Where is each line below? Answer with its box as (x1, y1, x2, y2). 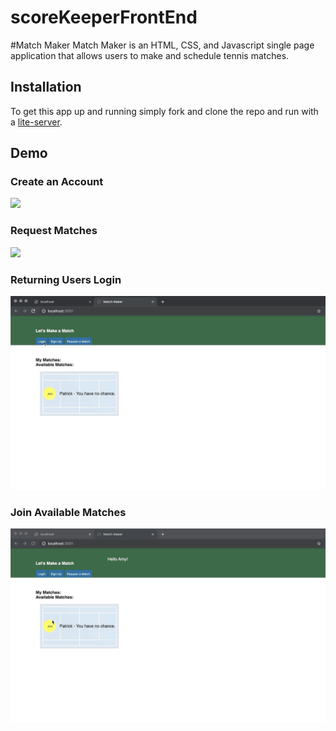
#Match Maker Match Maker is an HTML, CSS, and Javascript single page (10, 39, 315, 51)
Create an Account (10, 175, 104, 189)
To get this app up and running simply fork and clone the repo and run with (10, 105, 319, 117)
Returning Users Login (10, 272, 122, 286)
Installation (10, 79, 82, 96)
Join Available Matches (10, 506, 127, 520)
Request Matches (10, 224, 98, 238)
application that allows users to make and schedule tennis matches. (10, 49, 290, 61)
